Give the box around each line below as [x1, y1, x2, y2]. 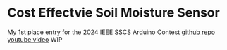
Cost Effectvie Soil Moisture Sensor [7, 5, 220, 21]
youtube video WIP [7, 35, 63, 43]
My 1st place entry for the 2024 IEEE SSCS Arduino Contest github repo [7, 28, 216, 36]
